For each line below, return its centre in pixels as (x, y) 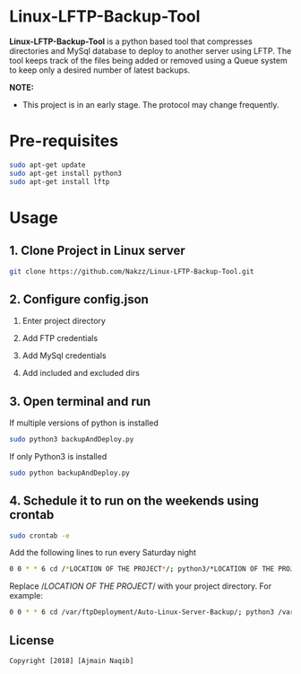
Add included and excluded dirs (81, 373)
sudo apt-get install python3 (66, 173)
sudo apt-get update (48, 165)
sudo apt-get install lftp (60, 181)
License (32, 640)
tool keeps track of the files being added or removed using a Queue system (149, 60)
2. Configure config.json (79, 299)
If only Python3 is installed (58, 456)
